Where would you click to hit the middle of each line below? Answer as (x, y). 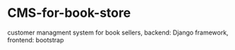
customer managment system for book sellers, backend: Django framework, (118, 32)
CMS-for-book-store (69, 13)
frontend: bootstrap (36, 39)
